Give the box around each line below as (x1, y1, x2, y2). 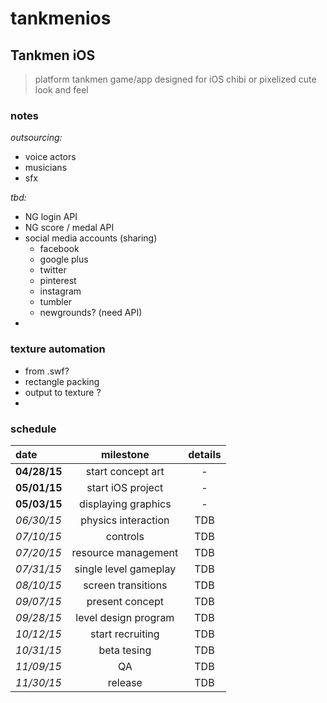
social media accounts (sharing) (24, 232, 158, 244)
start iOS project (86, 480, 164, 494)
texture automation (10, 342, 106, 356)
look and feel (34, 84, 89, 96)
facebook (39, 243, 80, 255)
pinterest (39, 275, 77, 287)
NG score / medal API (24, 222, 115, 234)
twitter (39, 264, 67, 276)
